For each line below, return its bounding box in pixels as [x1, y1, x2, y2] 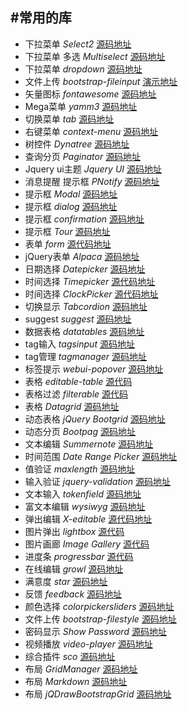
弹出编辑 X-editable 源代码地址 [24, 513, 153, 525]
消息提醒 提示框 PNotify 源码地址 [24, 175, 160, 187]
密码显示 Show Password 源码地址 [24, 625, 167, 637]
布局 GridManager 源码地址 [24, 663, 138, 675]
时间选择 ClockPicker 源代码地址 [24, 288, 159, 300]
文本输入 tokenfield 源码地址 [24, 488, 142, 500]
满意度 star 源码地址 [24, 575, 108, 587]
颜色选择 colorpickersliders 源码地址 [24, 600, 175, 612]
